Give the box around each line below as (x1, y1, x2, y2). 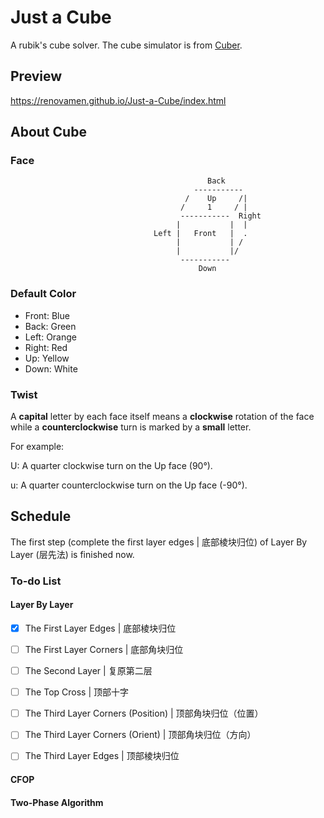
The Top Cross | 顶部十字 (24, 686, 130, 698)
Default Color (10, 287, 77, 301)
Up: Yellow (24, 352, 70, 364)
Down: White (24, 362, 78, 375)
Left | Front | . (153, 229, 248, 239)
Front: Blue (24, 309, 70, 321)
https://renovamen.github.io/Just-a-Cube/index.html (10, 94, 227, 106)
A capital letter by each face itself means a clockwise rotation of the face (10, 411, 315, 423)
